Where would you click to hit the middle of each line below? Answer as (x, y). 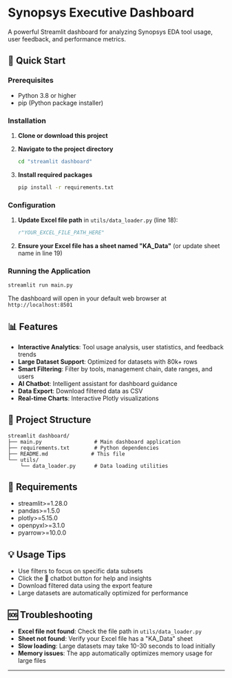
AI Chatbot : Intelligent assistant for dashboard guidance (97, 383)
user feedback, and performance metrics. (67, 39)
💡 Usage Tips (37, 554)
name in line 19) (40, 253)
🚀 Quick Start (37, 61)
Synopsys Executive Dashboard (101, 13)
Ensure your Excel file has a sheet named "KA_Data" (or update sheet (119, 245)
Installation (27, 121)
